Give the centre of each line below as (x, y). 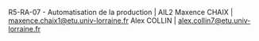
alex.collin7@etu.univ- (214, 20)
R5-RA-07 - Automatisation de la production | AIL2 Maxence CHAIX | (121, 12)
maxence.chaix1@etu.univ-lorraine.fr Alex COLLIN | (93, 20)
